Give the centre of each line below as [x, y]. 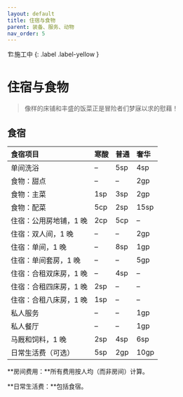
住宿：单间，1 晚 [39, 247]
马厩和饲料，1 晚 [39, 340]
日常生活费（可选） [43, 353]
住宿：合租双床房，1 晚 [49, 273]
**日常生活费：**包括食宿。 [47, 386]
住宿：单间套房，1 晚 [46, 260]
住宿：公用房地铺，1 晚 [49, 221]
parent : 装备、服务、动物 [41, 27]
